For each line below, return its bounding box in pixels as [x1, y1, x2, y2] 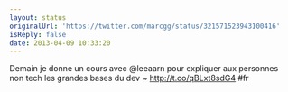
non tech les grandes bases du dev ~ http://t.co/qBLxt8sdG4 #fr [9, 73, 250, 84]
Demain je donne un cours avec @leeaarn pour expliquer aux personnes [9, 63, 279, 74]
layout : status [9, 13, 67, 23]
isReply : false [9, 30, 67, 39]
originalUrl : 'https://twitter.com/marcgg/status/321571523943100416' [9, 22, 281, 31]
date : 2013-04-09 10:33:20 [9, 38, 111, 48]
